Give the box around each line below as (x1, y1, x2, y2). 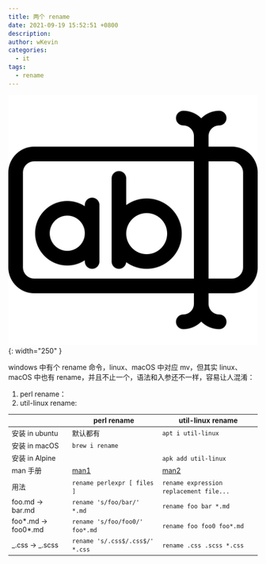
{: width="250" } (8, 346, 63, 355)
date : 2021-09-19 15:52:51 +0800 (8, 21, 119, 29)
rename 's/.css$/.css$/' (72, 537, 154, 546)
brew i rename (72, 442, 119, 450)
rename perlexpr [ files (72, 479, 154, 487)
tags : (8, 64, 26, 71)
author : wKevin (8, 38, 59, 46)
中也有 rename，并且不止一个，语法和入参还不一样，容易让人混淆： (33, 372, 255, 381)
